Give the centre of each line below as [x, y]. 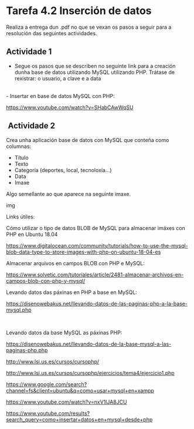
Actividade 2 [32, 126]
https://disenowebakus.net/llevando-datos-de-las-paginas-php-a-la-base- [97, 303]
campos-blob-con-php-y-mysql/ [46, 281]
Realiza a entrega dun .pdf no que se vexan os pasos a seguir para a [89, 27]
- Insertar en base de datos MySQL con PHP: [60, 96]
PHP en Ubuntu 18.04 [32, 234]
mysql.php [19, 310]
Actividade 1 [29, 52]
